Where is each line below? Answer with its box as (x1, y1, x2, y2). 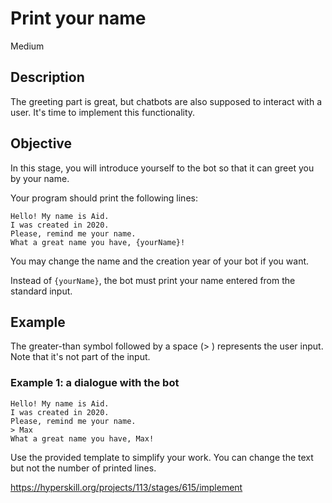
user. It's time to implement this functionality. (10, 106, 196, 118)
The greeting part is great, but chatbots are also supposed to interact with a (10, 95, 323, 107)
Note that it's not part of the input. (10, 351, 151, 363)
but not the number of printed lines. (10, 462, 157, 474)
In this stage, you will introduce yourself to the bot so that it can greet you (10, 162, 315, 174)
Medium (10, 40, 45, 52)
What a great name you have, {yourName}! (10, 237, 186, 247)
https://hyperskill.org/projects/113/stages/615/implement (10, 481, 243, 493)
